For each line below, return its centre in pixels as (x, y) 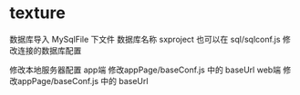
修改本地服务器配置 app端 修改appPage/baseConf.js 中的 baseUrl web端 (145, 70)
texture (37, 13)
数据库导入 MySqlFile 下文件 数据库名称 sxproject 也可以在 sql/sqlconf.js (145, 39)
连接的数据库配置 (49, 50)
